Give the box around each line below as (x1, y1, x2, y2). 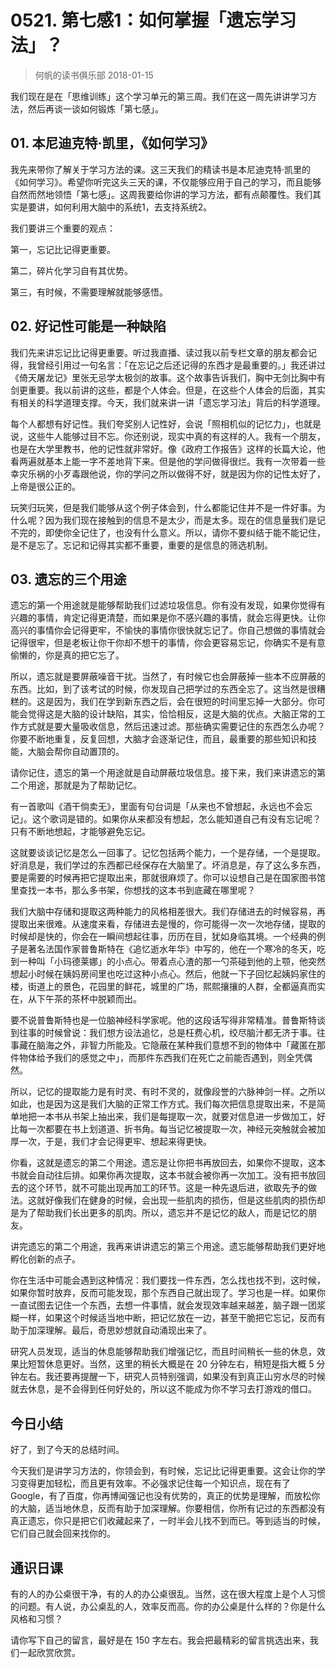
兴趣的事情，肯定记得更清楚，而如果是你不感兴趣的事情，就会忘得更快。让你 (10, 612, 326, 624)
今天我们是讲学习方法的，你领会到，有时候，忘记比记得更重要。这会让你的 (10, 1465, 317, 1477)
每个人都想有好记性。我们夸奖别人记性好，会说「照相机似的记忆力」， (10, 417, 295, 430)
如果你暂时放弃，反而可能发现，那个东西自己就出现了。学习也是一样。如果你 (10, 1287, 326, 1299)
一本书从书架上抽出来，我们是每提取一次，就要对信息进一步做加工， (36, 1111, 317, 1123)
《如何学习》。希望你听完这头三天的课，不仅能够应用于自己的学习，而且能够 (10, 176, 322, 188)
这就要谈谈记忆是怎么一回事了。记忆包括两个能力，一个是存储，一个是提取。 (10, 847, 326, 859)
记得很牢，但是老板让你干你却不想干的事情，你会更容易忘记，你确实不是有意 (10, 637, 326, 649)
